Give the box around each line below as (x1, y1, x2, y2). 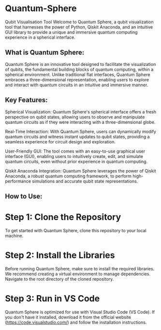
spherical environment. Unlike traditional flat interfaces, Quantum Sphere (5, 71, 150, 78)
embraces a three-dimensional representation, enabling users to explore (5, 77, 149, 82)
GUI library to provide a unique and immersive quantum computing (5, 29, 138, 35)
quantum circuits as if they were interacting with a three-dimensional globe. (5, 119, 156, 125)
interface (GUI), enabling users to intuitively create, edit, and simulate (5, 153, 144, 159)
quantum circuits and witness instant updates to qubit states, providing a (5, 134, 150, 140)
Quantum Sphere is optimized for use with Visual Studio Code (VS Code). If (5, 309, 155, 315)
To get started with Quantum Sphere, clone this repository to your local (5, 227, 146, 233)
